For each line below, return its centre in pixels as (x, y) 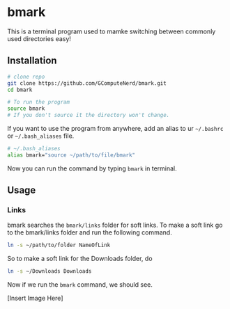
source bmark (26, 109)
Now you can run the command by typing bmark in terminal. (92, 168)
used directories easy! (39, 38)
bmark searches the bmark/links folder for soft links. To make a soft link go (115, 225)
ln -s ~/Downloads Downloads (49, 271)
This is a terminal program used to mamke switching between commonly (112, 31)
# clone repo (26, 77)
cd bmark (20, 90)
